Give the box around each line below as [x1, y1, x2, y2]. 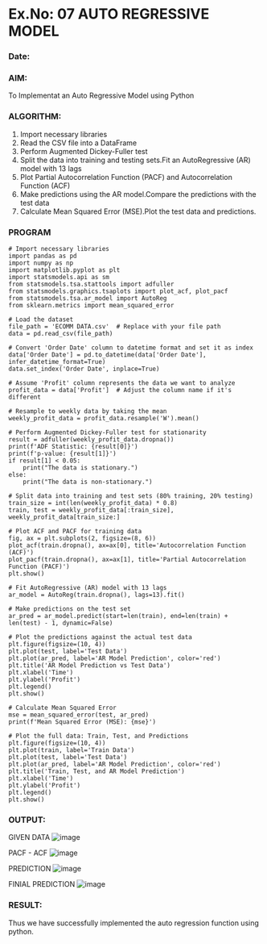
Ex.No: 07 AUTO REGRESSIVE [8, 5, 210, 23]
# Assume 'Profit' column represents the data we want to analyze [8, 379, 236, 387]
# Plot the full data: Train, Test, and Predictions [8, 732, 189, 740]
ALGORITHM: [8, 111, 62, 122]
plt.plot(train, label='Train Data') [8, 746, 135, 754]
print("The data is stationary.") [23, 464, 138, 472]
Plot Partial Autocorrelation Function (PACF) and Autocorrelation [19, 172, 233, 182]
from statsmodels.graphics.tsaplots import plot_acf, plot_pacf [8, 287, 228, 295]
